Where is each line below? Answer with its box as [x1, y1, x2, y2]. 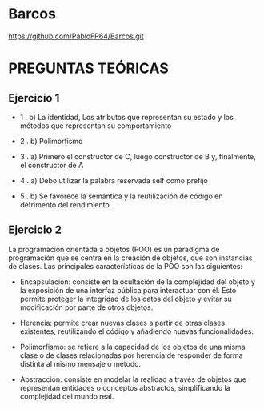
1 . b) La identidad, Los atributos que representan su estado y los [19, 112, 234, 122]
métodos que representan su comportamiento [19, 121, 172, 130]
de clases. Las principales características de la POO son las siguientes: [8, 261, 242, 271]
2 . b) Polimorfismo [19, 136, 83, 146]
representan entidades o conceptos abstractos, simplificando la [19, 383, 230, 392]
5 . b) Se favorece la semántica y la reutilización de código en [19, 191, 223, 201]
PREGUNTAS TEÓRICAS [8, 59, 170, 78]
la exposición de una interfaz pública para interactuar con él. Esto [19, 285, 237, 295]
